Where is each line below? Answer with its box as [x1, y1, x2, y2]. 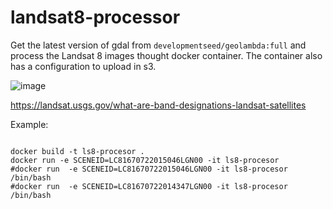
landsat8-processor [10, 6, 181, 29]
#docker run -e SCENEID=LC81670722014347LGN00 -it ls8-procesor [10, 181, 288, 191]
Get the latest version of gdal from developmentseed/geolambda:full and [10, 39, 307, 51]
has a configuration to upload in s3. [10, 60, 157, 72]
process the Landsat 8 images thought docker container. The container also [10, 49, 323, 61]
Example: [10, 118, 49, 130]
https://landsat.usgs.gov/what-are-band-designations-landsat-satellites [10, 99, 307, 111]
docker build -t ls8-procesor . [10, 146, 145, 156]
